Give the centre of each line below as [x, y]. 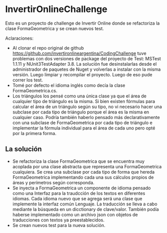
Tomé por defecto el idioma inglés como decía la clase [69, 85]
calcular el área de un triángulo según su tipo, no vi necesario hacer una [87, 106]
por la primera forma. [34, 133]
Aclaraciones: [19, 38]
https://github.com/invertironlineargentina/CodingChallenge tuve [79, 53]
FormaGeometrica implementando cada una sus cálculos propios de [83, 177]
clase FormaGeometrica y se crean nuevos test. [55, 28]
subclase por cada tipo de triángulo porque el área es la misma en [81, 112]
